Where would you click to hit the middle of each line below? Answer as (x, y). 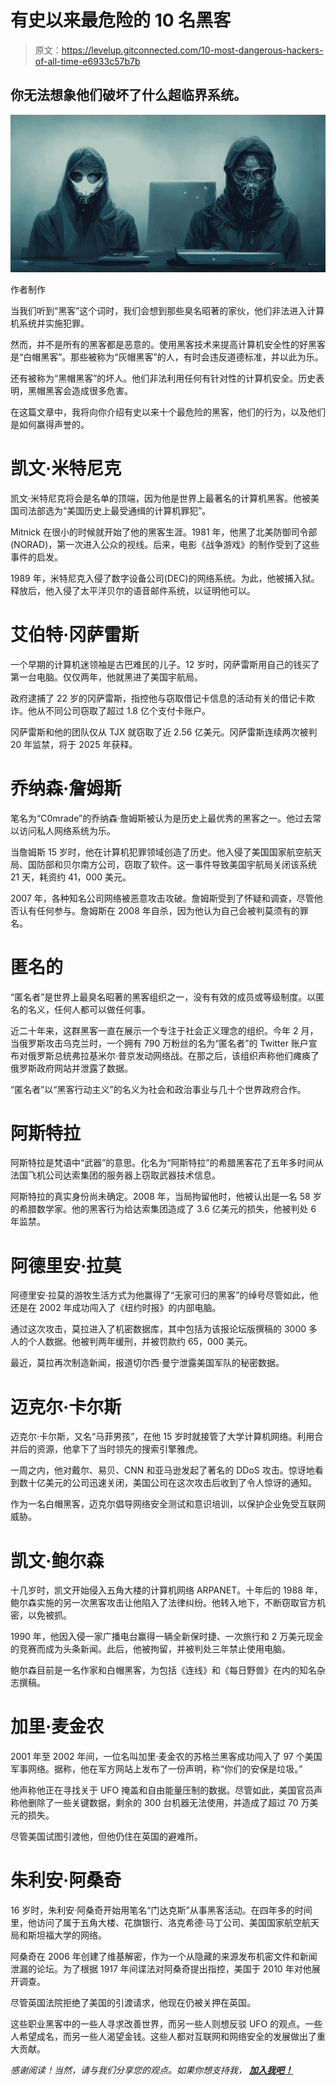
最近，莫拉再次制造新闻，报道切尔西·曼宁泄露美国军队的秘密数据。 (147, 1363)
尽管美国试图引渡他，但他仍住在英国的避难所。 (106, 1837)
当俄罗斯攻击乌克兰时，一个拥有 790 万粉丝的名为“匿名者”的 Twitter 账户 (159, 1043)
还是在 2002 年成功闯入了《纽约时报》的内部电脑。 (116, 1308)
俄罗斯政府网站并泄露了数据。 (71, 1068)
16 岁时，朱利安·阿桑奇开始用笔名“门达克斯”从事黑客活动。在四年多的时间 (161, 1910)
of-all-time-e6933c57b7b (87, 61)
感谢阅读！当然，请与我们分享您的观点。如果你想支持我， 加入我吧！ (151, 2070)
